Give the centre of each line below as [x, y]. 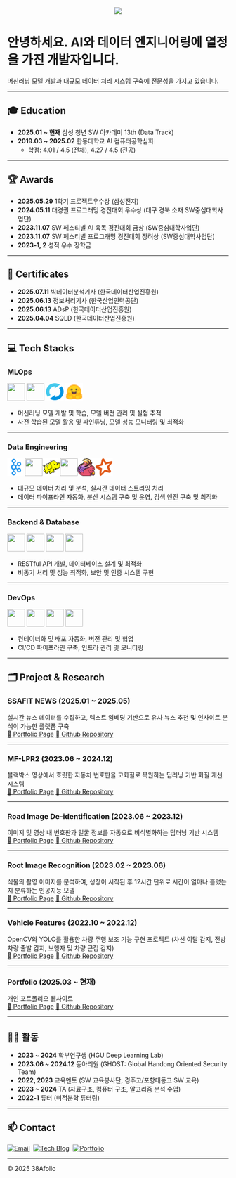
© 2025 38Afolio [32, 1168]
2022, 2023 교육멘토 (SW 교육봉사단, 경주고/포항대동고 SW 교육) [108, 1080]
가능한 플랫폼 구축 [45, 726]
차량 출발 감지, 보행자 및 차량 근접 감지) [61, 947]
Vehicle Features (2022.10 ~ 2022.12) [72, 923]
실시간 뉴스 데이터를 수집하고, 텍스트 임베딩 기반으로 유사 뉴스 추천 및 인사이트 [114, 717]
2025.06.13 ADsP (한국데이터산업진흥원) [74, 309]
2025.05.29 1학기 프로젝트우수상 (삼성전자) [78, 201]
